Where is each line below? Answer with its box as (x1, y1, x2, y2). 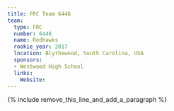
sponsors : (13, 57, 42, 64)
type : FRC (13, 23, 42, 30)
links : (13, 69, 33, 76)
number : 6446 (13, 30, 52, 37)
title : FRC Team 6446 (7, 10, 71, 18)
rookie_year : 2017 (13, 43, 69, 50)
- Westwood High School (13, 63, 83, 70)
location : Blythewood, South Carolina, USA (13, 50, 144, 57)
